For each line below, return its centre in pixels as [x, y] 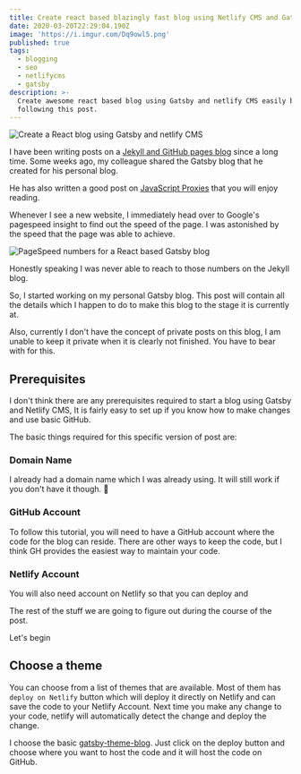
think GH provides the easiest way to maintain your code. [115, 550]
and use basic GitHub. [50, 420]
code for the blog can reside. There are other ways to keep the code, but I [146, 541]
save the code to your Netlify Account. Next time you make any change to [146, 706]
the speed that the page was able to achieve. [92, 234]
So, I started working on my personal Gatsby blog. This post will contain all [147, 295]
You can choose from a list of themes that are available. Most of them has [145, 687]
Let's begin [30, 637]
